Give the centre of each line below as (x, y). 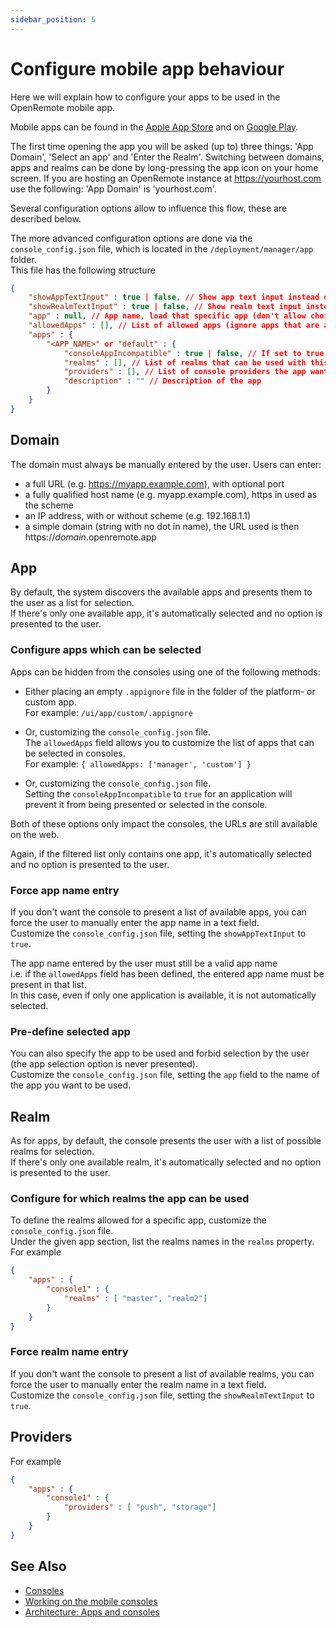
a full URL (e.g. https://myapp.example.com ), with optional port (154, 483)
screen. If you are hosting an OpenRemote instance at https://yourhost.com (166, 178)
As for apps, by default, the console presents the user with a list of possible (166, 1141)
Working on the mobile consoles (91, 1601)
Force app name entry (65, 890)
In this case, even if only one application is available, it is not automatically (163, 995)
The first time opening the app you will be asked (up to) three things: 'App (162, 146)
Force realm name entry (69, 1352)
